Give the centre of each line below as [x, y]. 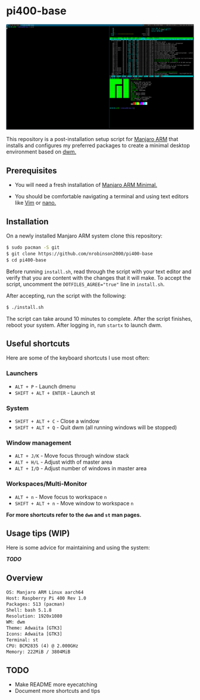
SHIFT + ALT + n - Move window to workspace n [74, 503]
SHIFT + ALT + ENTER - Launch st [55, 393]
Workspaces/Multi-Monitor [47, 484]
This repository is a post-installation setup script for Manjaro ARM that [92, 139]
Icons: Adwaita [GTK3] [34, 634]
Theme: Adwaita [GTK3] [34, 628]
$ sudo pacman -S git [33, 248]
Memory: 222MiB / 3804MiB [38, 652]
